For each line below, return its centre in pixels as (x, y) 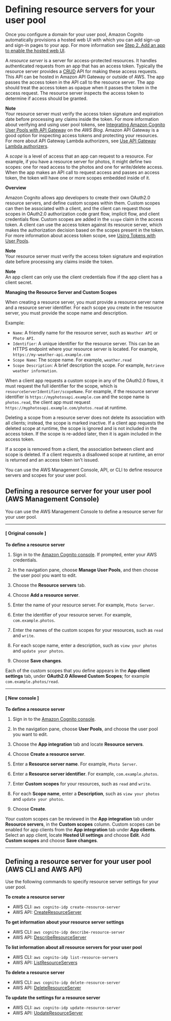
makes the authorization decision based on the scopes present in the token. (85, 230)
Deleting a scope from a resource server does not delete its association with (85, 417)
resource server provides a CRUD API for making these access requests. (81, 71)
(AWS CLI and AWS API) (44, 869)
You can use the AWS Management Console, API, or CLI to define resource (84, 470)
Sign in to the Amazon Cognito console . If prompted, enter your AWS (85, 554)
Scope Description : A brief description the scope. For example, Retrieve (88, 365)
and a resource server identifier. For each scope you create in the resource (84, 308)
